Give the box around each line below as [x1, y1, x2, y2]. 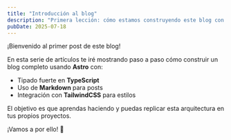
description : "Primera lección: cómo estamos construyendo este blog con [7, 17, 225, 24]
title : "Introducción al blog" [7, 10, 98, 17]
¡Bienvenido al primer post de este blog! [7, 42, 121, 51]
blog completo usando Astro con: [7, 63, 104, 71]
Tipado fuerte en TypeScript [17, 76, 100, 85]
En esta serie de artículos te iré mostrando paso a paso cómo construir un [7, 55, 219, 64]
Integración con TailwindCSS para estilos [17, 91, 136, 99]
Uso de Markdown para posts [17, 84, 104, 92]
